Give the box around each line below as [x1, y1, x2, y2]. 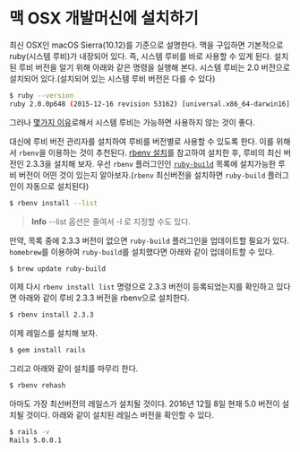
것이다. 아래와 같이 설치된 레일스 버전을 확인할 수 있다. [25, 410, 215, 421]
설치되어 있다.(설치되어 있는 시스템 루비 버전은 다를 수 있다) [9, 73, 216, 83]
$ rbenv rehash [9, 381, 66, 390]
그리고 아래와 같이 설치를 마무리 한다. [9, 363, 139, 374]
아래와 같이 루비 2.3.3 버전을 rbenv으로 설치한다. [18, 292, 190, 303]
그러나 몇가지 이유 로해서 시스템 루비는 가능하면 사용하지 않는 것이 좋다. [9, 117, 255, 127]
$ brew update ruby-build [9, 264, 106, 274]
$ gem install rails [9, 346, 87, 355]
